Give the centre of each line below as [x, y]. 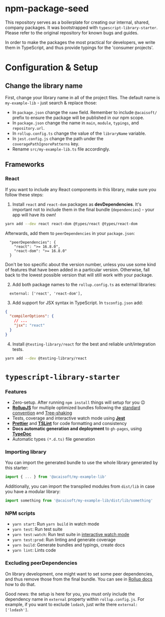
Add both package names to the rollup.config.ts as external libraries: [84, 284]
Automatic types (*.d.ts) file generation [53, 439]
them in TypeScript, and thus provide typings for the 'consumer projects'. [79, 47]
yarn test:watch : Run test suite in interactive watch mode [71, 535]
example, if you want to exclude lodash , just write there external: [71, 604]
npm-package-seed [47, 9]
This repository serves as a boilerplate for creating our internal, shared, [77, 22]
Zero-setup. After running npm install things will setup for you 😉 [79, 402]
